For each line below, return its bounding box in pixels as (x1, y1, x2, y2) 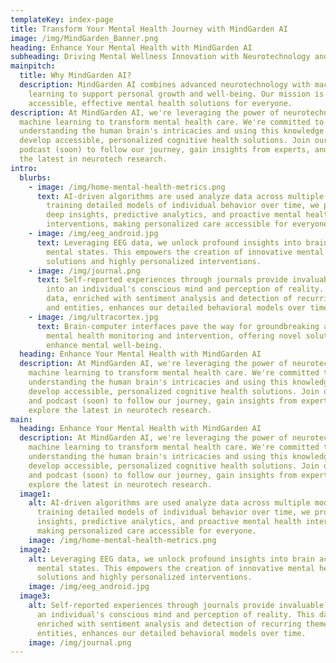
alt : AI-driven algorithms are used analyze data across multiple (28, 498, 311, 508)
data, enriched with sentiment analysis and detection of (46, 294, 293, 304)
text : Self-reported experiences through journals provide (36, 275, 288, 285)
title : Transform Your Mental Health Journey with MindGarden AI (10, 24, 288, 34)
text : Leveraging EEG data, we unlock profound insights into (36, 237, 302, 248)
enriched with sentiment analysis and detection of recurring (36, 619, 302, 629)
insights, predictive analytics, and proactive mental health (36, 517, 302, 527)
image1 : (19, 489, 52, 499)
